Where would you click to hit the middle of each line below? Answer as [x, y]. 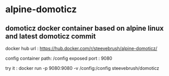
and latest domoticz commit [51, 36]
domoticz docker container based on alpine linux [84, 28]
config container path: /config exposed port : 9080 [59, 58]
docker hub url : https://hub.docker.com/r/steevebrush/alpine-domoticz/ [81, 48]
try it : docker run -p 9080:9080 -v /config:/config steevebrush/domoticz [82, 68]
